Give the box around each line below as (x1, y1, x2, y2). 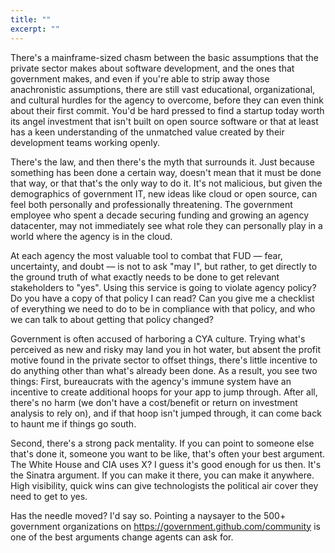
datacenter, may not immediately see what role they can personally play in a (10, 219, 323, 231)
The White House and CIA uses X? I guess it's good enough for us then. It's (10, 458, 322, 470)
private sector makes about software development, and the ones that (10, 62, 295, 74)
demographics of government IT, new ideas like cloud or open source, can (10, 187, 318, 200)
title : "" (10, 14, 52, 25)
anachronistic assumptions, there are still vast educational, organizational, (10, 83, 316, 95)
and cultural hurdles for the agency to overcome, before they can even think (10, 94, 324, 106)
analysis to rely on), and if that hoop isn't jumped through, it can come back (10, 407, 322, 419)
